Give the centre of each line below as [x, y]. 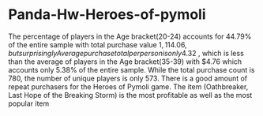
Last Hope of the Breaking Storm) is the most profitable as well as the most [130, 95]
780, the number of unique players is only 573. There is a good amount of [128, 78]
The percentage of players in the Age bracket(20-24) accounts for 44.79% [130, 36]
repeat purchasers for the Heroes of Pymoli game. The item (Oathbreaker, [128, 86]
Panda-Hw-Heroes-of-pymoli [107, 15]
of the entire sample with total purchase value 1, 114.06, [98, 44]
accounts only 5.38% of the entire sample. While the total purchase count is [131, 69]
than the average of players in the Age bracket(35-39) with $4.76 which [125, 62]
